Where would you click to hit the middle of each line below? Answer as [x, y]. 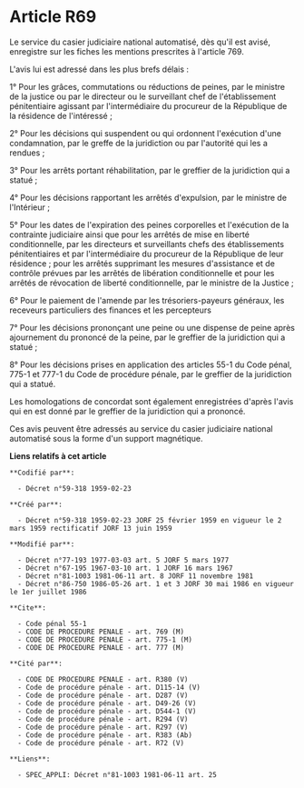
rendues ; [27, 153]
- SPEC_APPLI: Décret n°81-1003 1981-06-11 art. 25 [118, 774]
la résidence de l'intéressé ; [61, 115]
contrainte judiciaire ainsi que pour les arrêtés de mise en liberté [129, 234]
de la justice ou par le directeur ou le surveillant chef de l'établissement [143, 96]
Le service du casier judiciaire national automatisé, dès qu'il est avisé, [140, 42]
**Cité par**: [36, 663]
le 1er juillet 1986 [49, 592]
